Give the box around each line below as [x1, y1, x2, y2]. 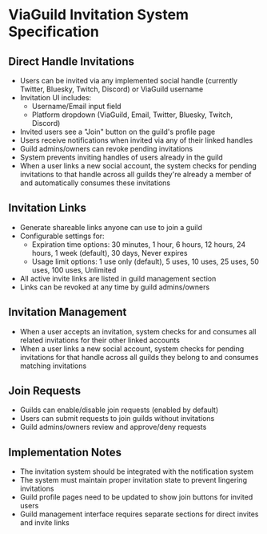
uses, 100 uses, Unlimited [31, 265, 117, 274]
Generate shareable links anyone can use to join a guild [19, 222, 202, 232]
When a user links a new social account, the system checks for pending [19, 161, 257, 170]
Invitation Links [8, 201, 86, 215]
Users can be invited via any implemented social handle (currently [19, 76, 238, 85]
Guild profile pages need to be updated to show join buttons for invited [19, 492, 253, 502]
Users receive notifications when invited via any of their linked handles [19, 136, 253, 145]
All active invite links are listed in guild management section [19, 273, 217, 283]
